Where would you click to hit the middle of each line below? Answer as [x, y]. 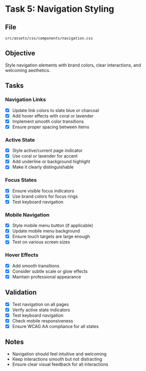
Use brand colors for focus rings [45, 196]
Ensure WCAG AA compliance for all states [55, 326]
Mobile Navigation [27, 215]
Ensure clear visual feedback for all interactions [60, 364]
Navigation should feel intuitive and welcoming [59, 354]
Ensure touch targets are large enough [51, 236]
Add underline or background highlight [51, 162]
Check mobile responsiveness [43, 321]
